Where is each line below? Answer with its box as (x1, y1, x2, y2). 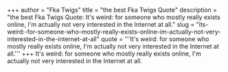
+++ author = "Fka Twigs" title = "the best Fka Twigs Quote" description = (7, 6, 218, 14)
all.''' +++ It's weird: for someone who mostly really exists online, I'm (7, 49, 201, 58)
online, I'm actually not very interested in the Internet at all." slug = (7, 21, 195, 28)
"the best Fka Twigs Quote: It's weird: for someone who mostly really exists (7, 13, 221, 21)
